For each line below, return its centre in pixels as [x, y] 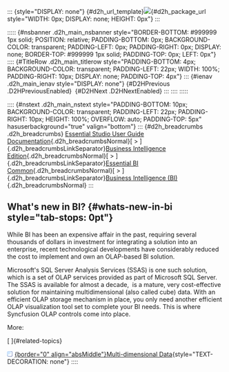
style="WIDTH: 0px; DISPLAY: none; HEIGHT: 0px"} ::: [84, 19]
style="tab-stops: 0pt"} [60, 218]
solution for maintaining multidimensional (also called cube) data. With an [111, 292]
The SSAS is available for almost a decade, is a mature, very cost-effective [114, 284]
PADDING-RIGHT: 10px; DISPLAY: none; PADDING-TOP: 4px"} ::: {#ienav [110, 76]
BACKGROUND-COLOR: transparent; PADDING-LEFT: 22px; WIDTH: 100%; [113, 69]
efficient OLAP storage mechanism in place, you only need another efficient [115, 299]
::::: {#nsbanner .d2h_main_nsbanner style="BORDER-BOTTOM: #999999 [112, 32]
